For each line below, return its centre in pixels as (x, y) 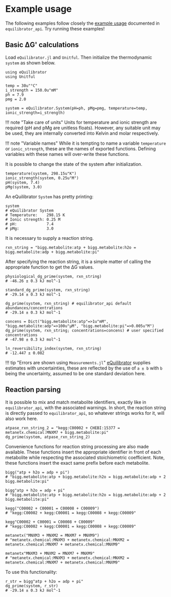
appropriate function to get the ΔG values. (50, 267)
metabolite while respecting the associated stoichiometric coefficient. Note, (85, 457)
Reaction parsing (33, 390)
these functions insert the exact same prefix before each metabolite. (78, 463)
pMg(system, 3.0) (24, 187)
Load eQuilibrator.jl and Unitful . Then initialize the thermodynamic (79, 57)
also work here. (22, 418)
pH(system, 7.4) (23, 182)
